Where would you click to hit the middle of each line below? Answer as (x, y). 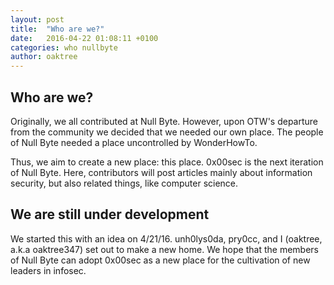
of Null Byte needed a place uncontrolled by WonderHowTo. (134, 142)
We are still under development (110, 214)
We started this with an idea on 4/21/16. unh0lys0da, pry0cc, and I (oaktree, (166, 238)
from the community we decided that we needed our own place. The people (167, 132)
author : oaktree (44, 57)
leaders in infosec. (48, 270)
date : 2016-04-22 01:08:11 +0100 (84, 38)
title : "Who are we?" (57, 29)
